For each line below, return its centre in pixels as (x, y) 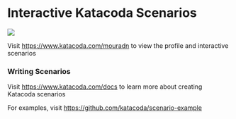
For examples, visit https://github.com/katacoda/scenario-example (105, 108)
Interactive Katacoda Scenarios (102, 13)
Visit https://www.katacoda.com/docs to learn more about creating (105, 87)
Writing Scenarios (39, 71)
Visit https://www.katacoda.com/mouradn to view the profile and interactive (118, 45)
